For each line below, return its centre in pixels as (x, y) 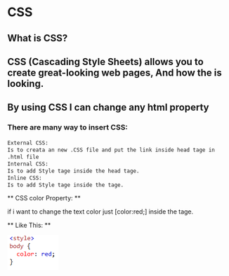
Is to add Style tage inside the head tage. (73, 171)
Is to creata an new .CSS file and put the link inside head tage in (111, 150)
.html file (23, 157)
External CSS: (28, 143)
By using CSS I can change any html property (108, 108)
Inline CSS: (25, 178)
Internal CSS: (28, 164)
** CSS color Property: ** (44, 198)
